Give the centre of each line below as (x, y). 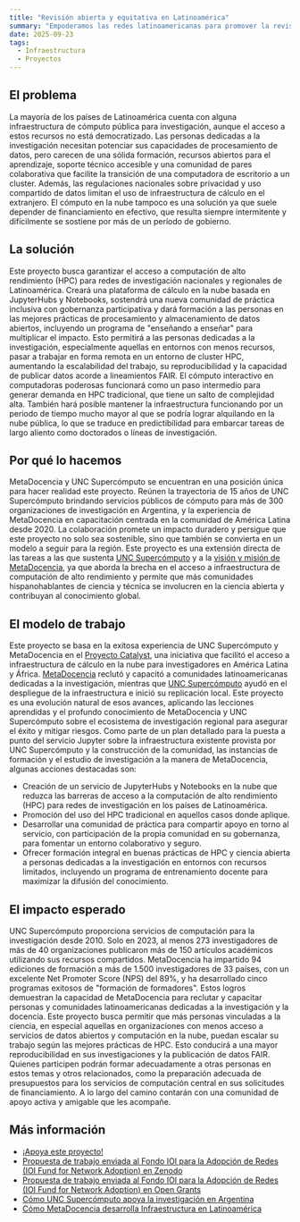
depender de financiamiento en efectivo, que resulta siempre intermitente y (148, 212)
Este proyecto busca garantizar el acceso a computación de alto (128, 271)
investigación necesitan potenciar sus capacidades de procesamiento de (144, 145)
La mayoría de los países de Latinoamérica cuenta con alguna (123, 116)
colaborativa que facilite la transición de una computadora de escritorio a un (150, 173)
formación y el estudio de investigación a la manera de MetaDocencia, (139, 760)
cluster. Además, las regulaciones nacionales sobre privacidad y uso (135, 183)
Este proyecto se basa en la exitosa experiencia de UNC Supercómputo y (144, 645)
